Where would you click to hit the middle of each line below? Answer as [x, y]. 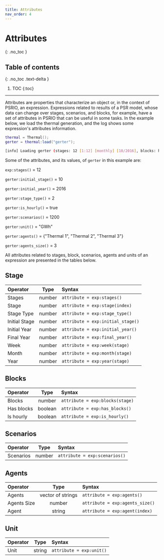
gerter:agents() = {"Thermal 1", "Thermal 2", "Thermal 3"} [64, 236]
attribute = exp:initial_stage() [101, 321]
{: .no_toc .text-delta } [27, 79]
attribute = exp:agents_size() [119, 503]
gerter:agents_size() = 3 [31, 246]
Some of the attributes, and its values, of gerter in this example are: [73, 160]
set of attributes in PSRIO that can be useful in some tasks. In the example [80, 118]
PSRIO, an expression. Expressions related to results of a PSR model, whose [82, 108]
